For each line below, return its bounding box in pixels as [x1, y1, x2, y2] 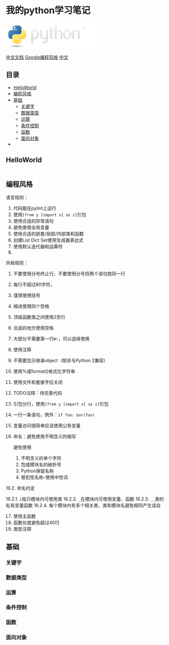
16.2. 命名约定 [6, 485, 35, 491]
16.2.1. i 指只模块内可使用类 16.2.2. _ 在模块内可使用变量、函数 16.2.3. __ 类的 [6, 496, 164, 502]
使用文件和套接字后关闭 [13, 379, 63, 386]
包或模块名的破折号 [20, 462, 62, 468]
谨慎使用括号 [13, 292, 40, 299]
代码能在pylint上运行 [13, 205, 57, 211]
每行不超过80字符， [13, 281, 55, 288]
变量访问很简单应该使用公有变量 [13, 422, 81, 429]
